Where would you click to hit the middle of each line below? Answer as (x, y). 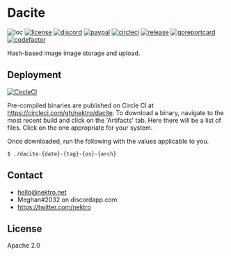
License (25, 228)
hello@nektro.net (42, 192)
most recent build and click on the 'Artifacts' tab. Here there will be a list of (114, 120)
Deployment (34, 75)
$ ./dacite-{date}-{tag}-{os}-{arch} (62, 154)
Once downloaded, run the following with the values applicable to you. (108, 141)
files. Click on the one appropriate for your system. (80, 128)
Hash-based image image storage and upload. (74, 53)
